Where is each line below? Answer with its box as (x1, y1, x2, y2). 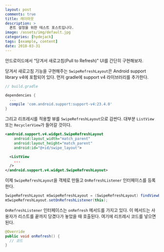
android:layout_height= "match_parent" (14, 140, 93, 146)
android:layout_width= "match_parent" (14, 136, 91, 141)
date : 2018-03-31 (5, 44, 41, 48)
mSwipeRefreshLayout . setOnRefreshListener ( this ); (5, 198, 108, 203)
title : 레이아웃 (5, 16, 34, 21)
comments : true (5, 12, 36, 17)
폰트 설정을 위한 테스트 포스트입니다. (9, 25, 74, 30)
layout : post (5, 7, 32, 12)
